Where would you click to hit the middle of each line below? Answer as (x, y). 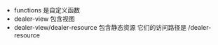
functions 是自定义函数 (47, 10)
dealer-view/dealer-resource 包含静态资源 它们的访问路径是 (100, 27)
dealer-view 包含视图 (44, 19)
